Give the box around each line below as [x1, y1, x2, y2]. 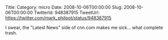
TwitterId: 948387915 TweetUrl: [34, 9, 100, 15]
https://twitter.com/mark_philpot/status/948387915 [5, 15, 112, 20]
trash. [5, 30, 18, 35]
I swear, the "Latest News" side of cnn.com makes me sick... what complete [5, 24, 163, 30]
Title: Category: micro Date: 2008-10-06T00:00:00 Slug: [5, 4, 123, 10]
